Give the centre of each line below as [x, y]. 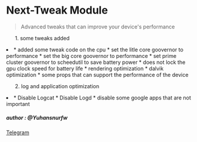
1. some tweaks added [42, 38]
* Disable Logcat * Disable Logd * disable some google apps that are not [102, 98]
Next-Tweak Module [57, 10]
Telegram [18, 132]
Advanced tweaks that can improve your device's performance [98, 27]
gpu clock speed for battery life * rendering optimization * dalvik [85, 68]
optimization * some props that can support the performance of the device [97, 75]
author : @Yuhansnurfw [37, 117]
